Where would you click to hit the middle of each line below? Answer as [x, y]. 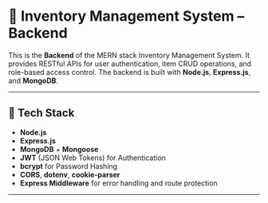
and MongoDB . [33, 80]
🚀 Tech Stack [41, 113]
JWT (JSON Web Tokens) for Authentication [93, 158]
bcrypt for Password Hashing [69, 166]
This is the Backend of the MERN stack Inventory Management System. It [129, 55]
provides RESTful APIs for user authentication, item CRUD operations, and [130, 64]
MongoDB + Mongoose [59, 149]
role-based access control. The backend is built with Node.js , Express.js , [130, 72]
